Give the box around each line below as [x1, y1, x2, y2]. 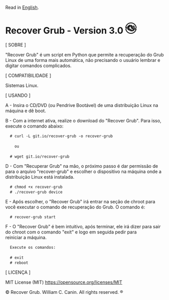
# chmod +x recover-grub [10, 184, 63, 190]
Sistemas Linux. [5, 82, 39, 89]
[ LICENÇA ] [5, 269, 31, 275]
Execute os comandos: [10, 245, 56, 250]
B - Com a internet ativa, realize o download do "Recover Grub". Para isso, [5, 118, 162, 124]
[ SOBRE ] [5, 42, 27, 48]
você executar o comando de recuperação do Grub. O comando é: [5, 204, 146, 210]
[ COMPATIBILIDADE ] [5, 73, 52, 79]
